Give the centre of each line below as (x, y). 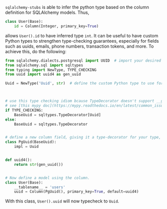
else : (11, 119)
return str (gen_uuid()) (39, 164)
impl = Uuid (26, 147)
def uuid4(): (19, 160)
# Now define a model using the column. (48, 178)
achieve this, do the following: (36, 51)
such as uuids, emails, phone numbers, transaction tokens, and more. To (80, 46)
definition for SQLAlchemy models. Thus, (47, 12)
